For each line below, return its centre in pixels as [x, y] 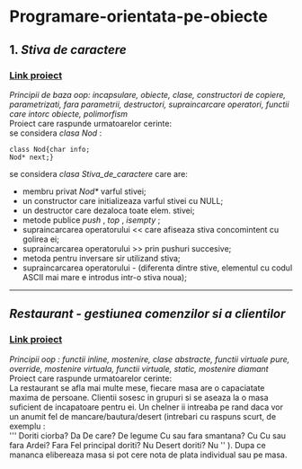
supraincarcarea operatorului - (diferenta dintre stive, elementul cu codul [157, 268]
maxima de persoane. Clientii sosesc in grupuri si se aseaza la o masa [139, 397]
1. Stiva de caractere [68, 50]
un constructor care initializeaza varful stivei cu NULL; [123, 200]
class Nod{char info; [50, 149]
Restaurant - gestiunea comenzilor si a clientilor [147, 314]
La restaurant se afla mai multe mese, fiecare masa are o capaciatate [137, 387]
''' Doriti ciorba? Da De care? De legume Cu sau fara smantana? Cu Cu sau [147, 435]
